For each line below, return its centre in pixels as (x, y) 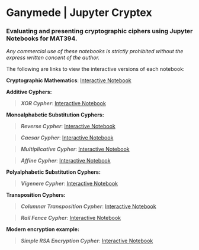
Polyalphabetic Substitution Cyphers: (53, 172)
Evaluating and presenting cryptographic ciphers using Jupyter (99, 31)
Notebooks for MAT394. (42, 38)
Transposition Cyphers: (36, 195)
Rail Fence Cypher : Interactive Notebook (71, 218)
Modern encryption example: (43, 229)
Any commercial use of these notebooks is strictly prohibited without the (95, 51)
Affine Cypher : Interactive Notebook (65, 161)
